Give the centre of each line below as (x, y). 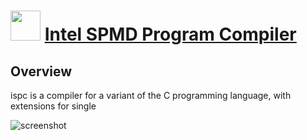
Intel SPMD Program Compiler (170, 34)
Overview (41, 71)
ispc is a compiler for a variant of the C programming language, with (151, 95)
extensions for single (53, 106)
